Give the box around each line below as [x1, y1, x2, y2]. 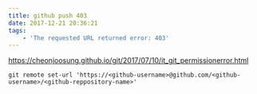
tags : [8, 26, 26, 34]
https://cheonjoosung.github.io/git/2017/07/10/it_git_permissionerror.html [8, 56, 249, 65]
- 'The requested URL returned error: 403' [22, 33, 170, 42]
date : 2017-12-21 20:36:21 [8, 19, 98, 27]
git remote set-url [8, 71, 73, 80]
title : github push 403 [8, 11, 88, 20]
